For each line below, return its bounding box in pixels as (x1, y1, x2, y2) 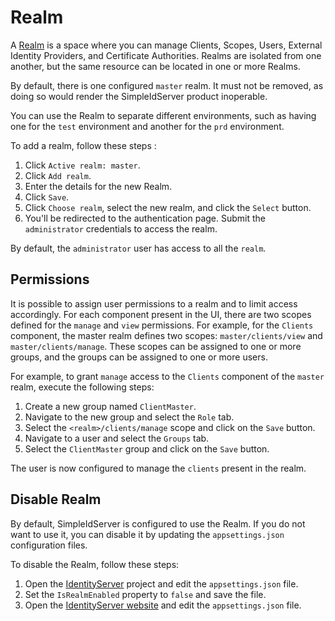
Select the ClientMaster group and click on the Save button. (24, 442, 270, 455)
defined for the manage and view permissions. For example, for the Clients (10, 319, 314, 331)
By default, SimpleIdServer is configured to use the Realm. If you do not (10, 517, 306, 530)
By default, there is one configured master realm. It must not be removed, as (10, 79, 324, 91)
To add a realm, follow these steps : (10, 139, 157, 151)
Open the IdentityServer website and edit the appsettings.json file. (24, 599, 302, 611)
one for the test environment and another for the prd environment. (10, 120, 285, 132)
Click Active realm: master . (24, 159, 141, 171)
